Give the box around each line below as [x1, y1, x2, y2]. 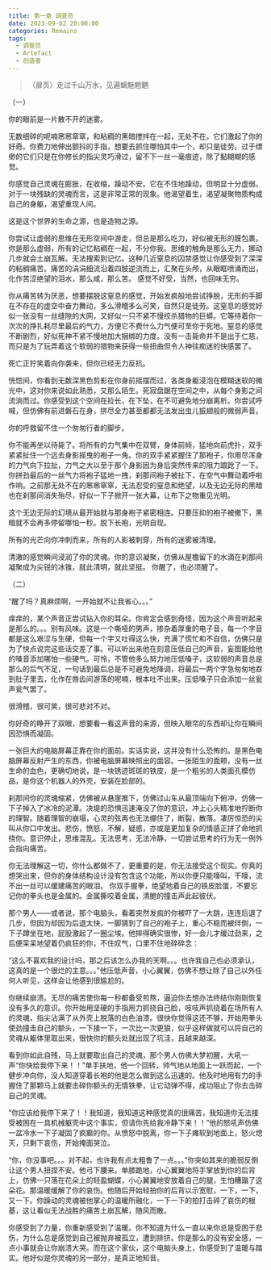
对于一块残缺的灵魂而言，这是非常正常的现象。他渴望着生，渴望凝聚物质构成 [8, 189, 263, 198]
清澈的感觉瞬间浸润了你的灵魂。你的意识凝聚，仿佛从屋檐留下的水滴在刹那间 [8, 552, 263, 562]
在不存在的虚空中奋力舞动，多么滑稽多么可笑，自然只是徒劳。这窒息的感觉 [8, 300, 256, 311]
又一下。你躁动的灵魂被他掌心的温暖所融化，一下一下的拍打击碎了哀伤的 [8, 1195, 248, 1205]
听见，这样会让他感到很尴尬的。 [22, 975, 129, 985]
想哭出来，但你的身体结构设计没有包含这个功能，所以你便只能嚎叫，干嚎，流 [8, 871, 263, 880]
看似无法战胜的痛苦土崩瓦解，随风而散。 [35, 1205, 171, 1215]
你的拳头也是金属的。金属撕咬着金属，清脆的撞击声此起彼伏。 [15, 891, 220, 900]
